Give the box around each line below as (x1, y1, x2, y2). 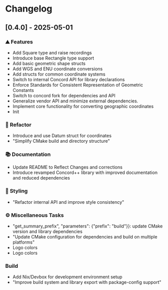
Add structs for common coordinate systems (12, 71, 106, 77)
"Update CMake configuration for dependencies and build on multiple (12, 234, 157, 240)
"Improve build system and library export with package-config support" (12, 279, 161, 285)
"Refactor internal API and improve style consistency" (12, 199, 125, 205)
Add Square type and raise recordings (12, 49, 92, 55)
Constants (12, 87, 34, 93)
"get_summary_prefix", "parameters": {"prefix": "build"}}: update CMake (12, 223, 163, 229)
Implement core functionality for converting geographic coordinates (12, 103, 154, 109)
